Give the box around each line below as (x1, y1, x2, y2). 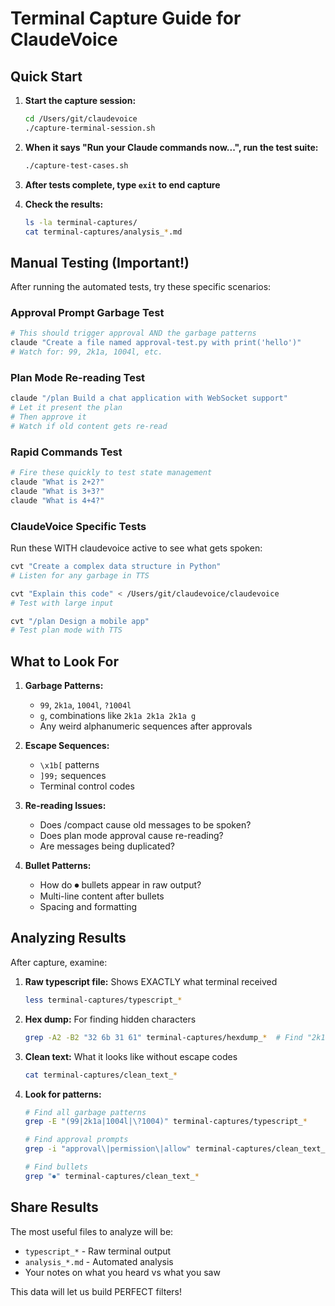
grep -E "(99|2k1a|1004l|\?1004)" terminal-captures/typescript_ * (24, 1117, 308, 1127)
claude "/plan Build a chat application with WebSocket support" (10, 393, 288, 404)
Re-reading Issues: (24, 800, 107, 812)
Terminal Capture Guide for (10, 7, 242, 30)
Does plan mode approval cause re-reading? (39, 830, 224, 842)
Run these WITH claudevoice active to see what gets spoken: (10, 542, 263, 554)
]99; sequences (39, 770, 107, 782)
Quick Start (10, 68, 83, 85)
